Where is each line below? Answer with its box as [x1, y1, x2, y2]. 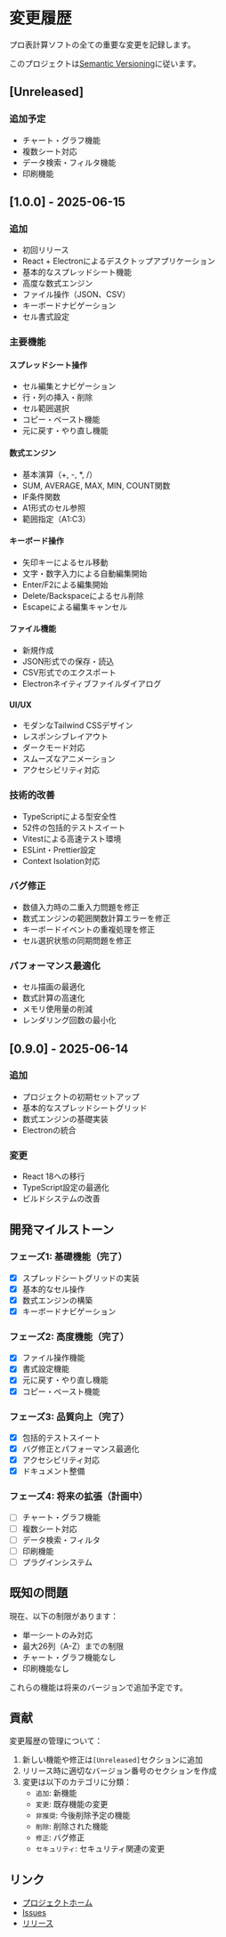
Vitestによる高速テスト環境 [21, 833, 122, 843]
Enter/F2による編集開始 [21, 579, 109, 590]
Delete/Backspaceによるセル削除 [21, 590, 144, 601]
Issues [21, 1908, 47, 1918]
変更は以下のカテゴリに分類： [21, 1777, 132, 1788]
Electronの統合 [21, 1125, 77, 1135]
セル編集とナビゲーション [21, 381, 117, 391]
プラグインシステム [21, 1556, 93, 1567]
